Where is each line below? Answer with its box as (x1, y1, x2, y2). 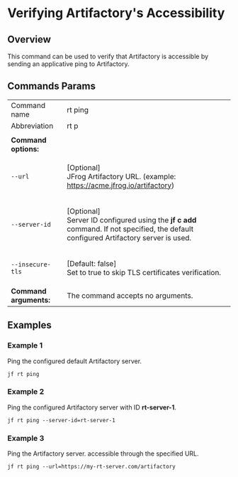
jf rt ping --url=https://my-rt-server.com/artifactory (7, 463, 176, 471)
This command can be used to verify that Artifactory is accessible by (7, 52, 209, 60)
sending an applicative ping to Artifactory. (7, 60, 130, 68)
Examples (7, 319, 52, 331)
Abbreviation (11, 121, 54, 131)
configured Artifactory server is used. (67, 232, 192, 242)
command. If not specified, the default (67, 224, 193, 234)
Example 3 (7, 433, 45, 443)
